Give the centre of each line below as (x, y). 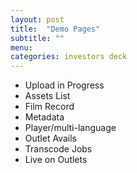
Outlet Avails (50, 138)
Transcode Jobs (58, 149)
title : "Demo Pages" (55, 29)
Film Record (49, 107)
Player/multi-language (70, 128)
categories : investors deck (69, 57)
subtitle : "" (37, 38)
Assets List (47, 96)
